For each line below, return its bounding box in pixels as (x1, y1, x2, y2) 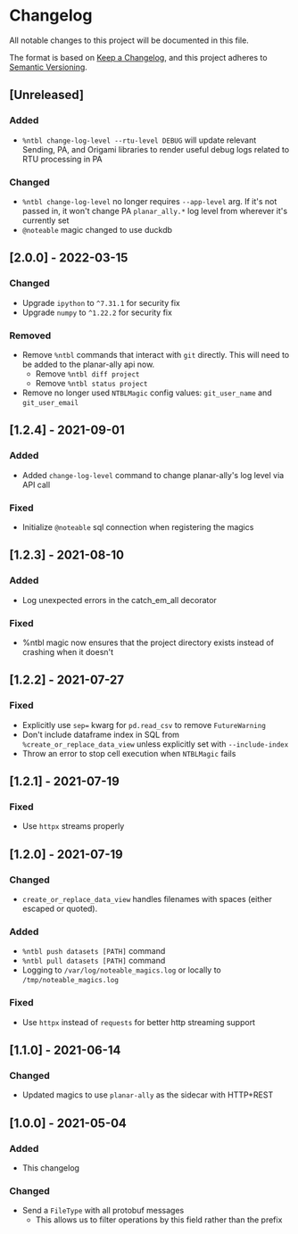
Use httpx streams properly (21, 821, 125, 832)
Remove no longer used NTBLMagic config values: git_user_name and (21, 387, 272, 398)
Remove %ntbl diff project (35, 368, 140, 379)
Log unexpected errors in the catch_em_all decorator (21, 594, 217, 605)
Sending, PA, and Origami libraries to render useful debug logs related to (21, 144, 290, 154)
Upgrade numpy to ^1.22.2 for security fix (21, 307, 172, 318)
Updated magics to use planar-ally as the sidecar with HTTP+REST (21, 1089, 274, 1100)
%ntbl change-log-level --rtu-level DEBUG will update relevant (21, 135, 257, 145)
